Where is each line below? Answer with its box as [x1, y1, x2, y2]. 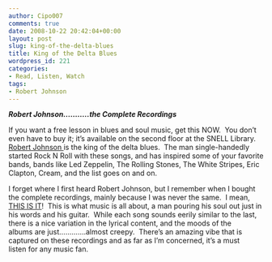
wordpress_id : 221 [8, 58, 70, 66]
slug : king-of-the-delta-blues [8, 42, 114, 50]
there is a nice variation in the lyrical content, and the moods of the [8, 218, 232, 228]
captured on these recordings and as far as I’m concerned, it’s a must [8, 236, 240, 246]
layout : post [8, 34, 53, 43]
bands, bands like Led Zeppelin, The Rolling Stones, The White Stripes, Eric [8, 160, 260, 170]
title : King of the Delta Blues [8, 49, 117, 58]
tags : [8, 79, 27, 88]
